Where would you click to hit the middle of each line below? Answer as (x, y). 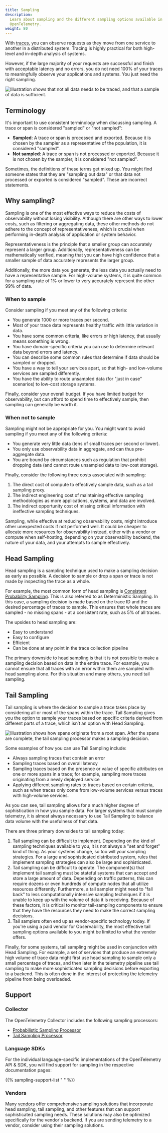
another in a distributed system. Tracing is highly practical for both (74, 48)
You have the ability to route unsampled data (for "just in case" (77, 379)
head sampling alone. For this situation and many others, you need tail (77, 674)
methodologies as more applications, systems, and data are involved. (84, 501)
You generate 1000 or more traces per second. (61, 320)
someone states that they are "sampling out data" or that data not (73, 174)
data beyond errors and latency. (45, 352)
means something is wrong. (41, 341)
